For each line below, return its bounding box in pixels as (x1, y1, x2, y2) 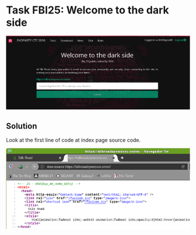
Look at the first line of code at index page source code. (6, 137, 141, 144)
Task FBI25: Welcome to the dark (6, 4, 169, 17)
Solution (6, 121, 37, 131)
